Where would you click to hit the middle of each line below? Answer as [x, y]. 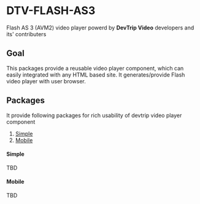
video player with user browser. [46, 81]
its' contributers [26, 34]
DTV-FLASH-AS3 [51, 11]
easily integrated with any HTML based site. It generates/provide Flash [96, 75]
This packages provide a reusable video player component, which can [95, 68]
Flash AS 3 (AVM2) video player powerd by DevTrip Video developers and [100, 28]
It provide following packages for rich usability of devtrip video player [94, 115]
